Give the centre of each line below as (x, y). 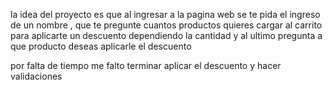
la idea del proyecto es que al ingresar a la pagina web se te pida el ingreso (165, 14)
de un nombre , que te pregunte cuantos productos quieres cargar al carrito (166, 25)
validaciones (36, 76)
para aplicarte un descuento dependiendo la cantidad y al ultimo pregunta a (166, 35)
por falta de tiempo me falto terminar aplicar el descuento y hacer (146, 65)
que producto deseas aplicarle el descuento (101, 46)
